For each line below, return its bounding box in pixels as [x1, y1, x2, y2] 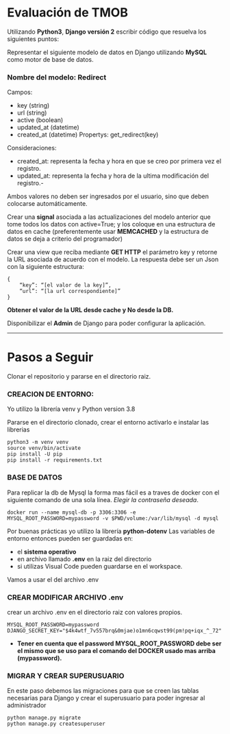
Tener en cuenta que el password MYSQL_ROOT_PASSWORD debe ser [16, 639, 222, 648]
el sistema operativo [16, 547, 77, 556]
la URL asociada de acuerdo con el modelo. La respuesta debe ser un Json [7, 255, 219, 263]
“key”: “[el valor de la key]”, [19, 282, 112, 289]
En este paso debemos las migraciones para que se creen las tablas [7, 687, 199, 695]
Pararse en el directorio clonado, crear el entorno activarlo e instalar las [7, 418, 209, 427]
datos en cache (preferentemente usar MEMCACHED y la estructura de [7, 228, 209, 236]
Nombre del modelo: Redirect [7, 72, 107, 82]
